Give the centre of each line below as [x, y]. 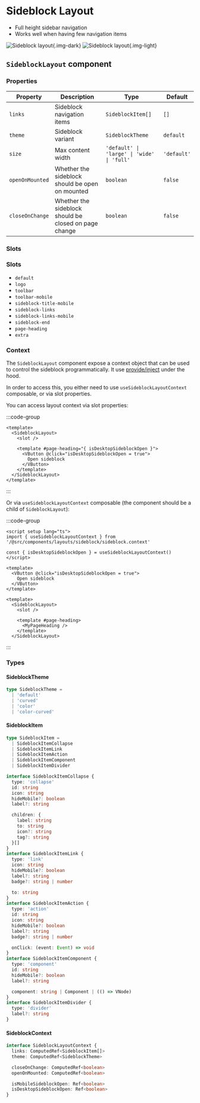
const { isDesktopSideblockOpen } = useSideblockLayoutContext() [89, 553]
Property [29, 97]
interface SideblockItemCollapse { [50, 777]
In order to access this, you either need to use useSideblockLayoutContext [97, 388]
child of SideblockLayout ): [38, 509]
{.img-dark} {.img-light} [105, 45]
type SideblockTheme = [34, 690]
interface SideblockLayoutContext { [51, 1046]
